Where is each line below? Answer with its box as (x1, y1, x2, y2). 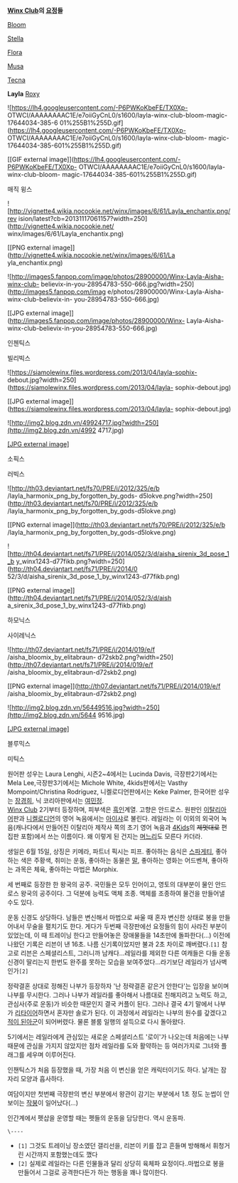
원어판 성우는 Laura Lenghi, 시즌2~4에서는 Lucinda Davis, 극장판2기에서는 (7, 769, 218, 778)
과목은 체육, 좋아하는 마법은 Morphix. (14, 865, 119, 874)
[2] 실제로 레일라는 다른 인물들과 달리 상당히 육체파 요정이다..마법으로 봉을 (17, 1159, 225, 1167)
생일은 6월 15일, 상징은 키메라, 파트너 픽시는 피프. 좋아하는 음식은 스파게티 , (7, 847, 215, 856)
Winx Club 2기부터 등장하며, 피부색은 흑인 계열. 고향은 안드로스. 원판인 (7, 805, 202, 814)
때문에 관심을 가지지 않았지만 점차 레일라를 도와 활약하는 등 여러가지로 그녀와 (7, 1042, 220, 1050)
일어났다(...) (45, 1099, 78, 1107)
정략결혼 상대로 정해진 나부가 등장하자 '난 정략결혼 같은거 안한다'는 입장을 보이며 (7, 982, 229, 990)
